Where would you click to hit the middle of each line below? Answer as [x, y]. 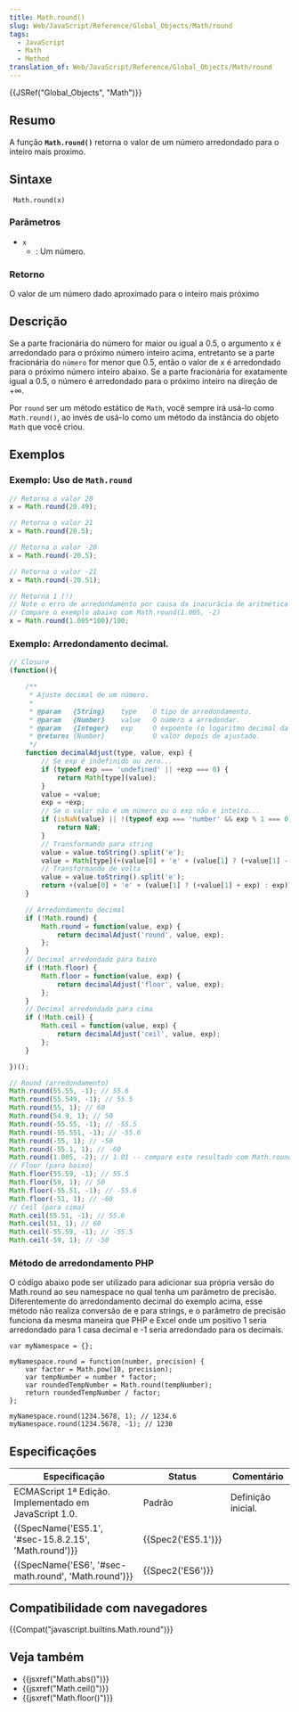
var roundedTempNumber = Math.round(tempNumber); [119, 1385]
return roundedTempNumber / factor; [93, 1393]
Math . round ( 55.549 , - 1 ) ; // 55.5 [71, 1100]
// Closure [29, 662]
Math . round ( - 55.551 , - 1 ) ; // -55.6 [75, 1133]
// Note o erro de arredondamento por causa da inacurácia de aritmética [149, 604]
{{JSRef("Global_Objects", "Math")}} [76, 92]
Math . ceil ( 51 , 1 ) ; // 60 [55, 1224]
